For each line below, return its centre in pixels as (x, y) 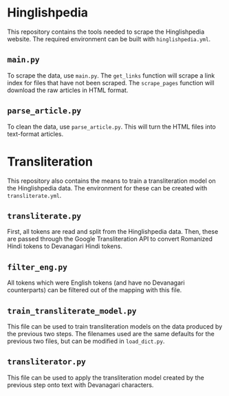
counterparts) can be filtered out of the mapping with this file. (95, 290)
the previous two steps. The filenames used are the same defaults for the (111, 333)
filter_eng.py (37, 267)
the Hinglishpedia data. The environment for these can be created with (107, 188)
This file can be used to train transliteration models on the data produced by (115, 326)
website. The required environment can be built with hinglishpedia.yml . (109, 38)
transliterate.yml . (34, 195)
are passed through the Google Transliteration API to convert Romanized (110, 239)
